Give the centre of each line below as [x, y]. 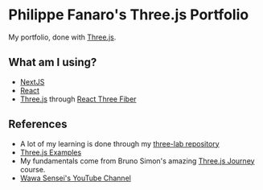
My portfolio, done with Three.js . [62, 37]
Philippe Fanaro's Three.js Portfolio [129, 15]
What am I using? [53, 62]
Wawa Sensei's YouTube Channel [75, 178]
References [38, 124]
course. [33, 169]
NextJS [32, 81]
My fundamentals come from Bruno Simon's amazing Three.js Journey [137, 161]
